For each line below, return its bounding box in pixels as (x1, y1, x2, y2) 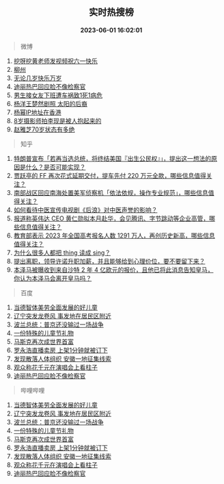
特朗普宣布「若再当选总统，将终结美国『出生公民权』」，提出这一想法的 (13, 154, 212, 162)
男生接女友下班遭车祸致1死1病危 (13, 91, 103, 99)
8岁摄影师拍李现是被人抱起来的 (13, 116, 102, 125)
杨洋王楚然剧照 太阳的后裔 (13, 99, 87, 107)
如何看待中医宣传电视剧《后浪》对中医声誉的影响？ (13, 205, 158, 214)
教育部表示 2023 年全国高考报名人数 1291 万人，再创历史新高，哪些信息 (13, 231, 215, 240)
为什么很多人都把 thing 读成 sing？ (13, 249, 111, 257)
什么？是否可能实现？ (25, 163, 86, 171)
